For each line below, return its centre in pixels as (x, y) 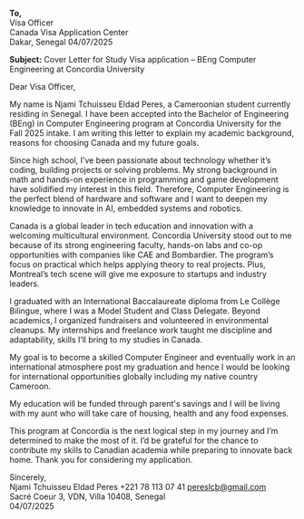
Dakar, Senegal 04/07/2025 (61, 42)
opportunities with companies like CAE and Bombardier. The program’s (142, 255)
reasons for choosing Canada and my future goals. (104, 143)
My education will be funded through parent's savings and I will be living (145, 404)
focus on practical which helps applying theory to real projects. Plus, (137, 264)
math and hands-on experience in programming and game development (144, 179)
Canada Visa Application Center (69, 32)
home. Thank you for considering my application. (101, 460)
